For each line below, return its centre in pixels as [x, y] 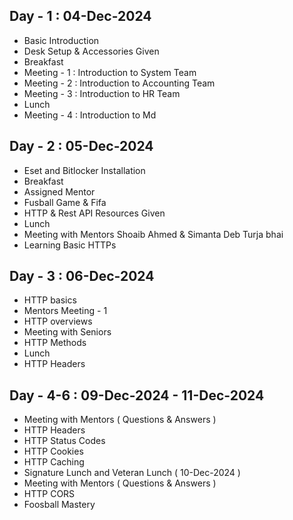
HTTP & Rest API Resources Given [94, 213]
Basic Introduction [61, 40]
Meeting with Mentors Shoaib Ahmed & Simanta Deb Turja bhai [153, 234]
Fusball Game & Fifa [65, 202]
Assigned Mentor [59, 191]
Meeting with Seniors [67, 332]
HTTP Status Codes [64, 441]
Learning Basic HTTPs [70, 245]
